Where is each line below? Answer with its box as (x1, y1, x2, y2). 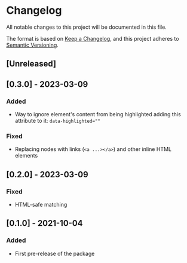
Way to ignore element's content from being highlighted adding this (14, 111, 181, 118)
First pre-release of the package (14, 250, 95, 257)
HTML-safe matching (14, 201, 68, 208)
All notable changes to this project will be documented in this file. (6, 23, 167, 31)
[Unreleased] (6, 59, 57, 69)
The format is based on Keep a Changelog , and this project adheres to (6, 35, 179, 42)
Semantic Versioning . (6, 41, 59, 49)
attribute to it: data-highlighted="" (14, 117, 100, 125)
